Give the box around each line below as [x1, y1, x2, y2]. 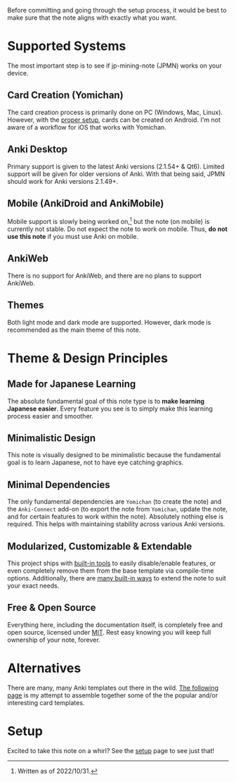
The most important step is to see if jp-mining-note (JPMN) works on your [7, 61, 223, 70]
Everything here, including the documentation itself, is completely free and [7, 620, 223, 629]
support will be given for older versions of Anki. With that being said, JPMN [7, 169, 225, 178]
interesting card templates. [7, 698, 85, 707]
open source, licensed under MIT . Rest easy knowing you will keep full [7, 628, 211, 636]
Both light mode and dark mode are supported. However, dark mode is [7, 318, 211, 326]
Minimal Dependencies [7, 478, 110, 490]
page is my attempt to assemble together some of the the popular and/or [7, 690, 218, 700]
